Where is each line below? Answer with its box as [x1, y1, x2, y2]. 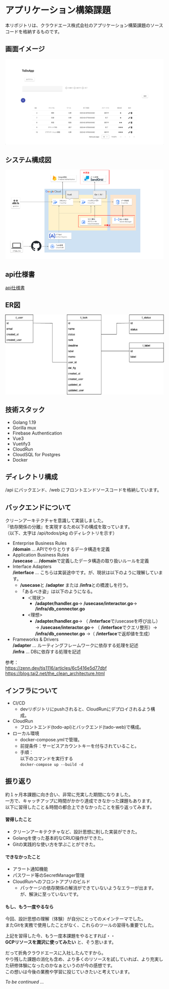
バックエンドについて [5, 503, 71, 512]
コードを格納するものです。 [5, 28, 62, 34]
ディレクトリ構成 [5, 472, 58, 481]
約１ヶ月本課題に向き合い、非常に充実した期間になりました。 [5, 791, 133, 797]
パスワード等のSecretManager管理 [12, 872, 84, 878]
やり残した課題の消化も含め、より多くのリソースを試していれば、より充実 [5, 956, 159, 962]
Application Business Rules [12, 552, 69, 558]
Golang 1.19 [12, 419, 36, 425]
